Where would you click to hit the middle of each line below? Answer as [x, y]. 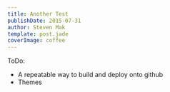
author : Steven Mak [36, 27]
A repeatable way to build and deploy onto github [90, 75]
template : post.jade [38, 34]
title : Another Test [38, 14]
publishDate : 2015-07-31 [44, 21]
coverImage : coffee [36, 41]
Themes [30, 82]
